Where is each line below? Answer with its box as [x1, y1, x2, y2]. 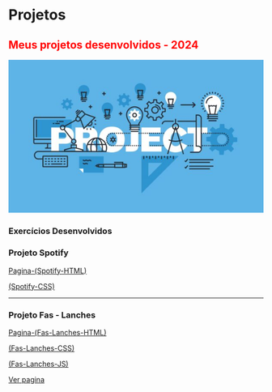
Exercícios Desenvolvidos [8, 225, 113, 236]
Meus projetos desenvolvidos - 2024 [8, 38, 199, 52]
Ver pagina [8, 374, 45, 384]
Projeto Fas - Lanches [8, 309, 96, 321]
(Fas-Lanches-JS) [8, 359, 69, 369]
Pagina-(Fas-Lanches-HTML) [8, 327, 107, 337]
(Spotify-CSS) [8, 281, 55, 291]
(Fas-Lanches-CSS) [8, 343, 75, 353]
